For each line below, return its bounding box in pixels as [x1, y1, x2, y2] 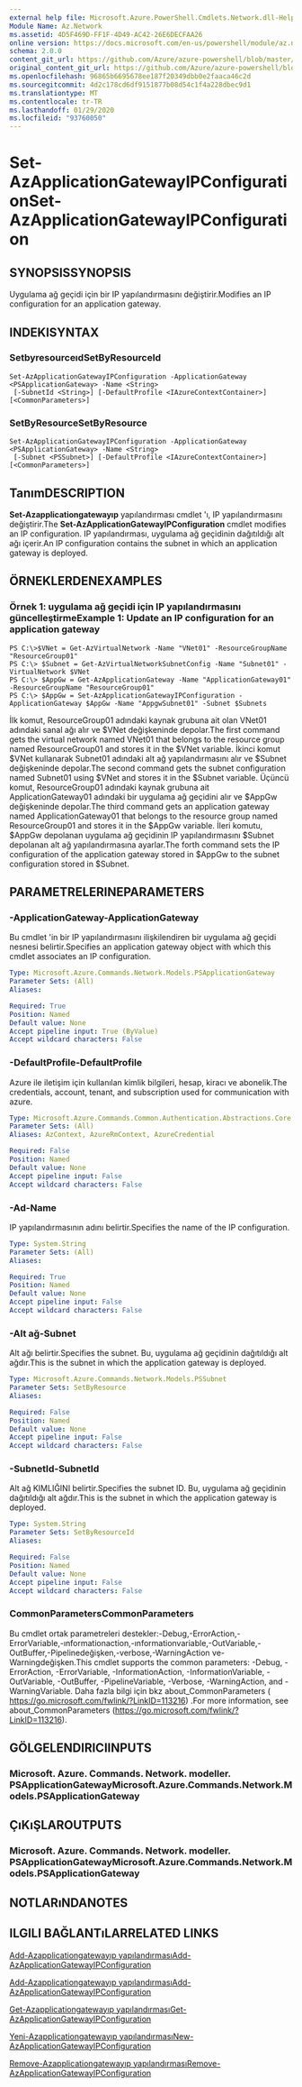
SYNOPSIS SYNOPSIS [9, 265, 132, 280]
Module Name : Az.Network [9, 22, 102, 31]
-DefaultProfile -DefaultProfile [9, 1057, 142, 1069]
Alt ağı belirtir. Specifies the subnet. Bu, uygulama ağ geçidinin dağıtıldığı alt [9, 1348, 289, 1359]
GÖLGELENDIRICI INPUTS [9, 1741, 153, 1756]
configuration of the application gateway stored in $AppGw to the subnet [9, 848, 280, 859]
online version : [9, 38, 70, 48]
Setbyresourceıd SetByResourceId [9, 352, 162, 364]
